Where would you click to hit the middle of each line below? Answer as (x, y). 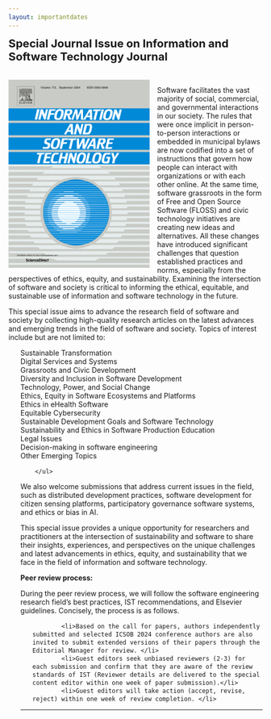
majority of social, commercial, (208, 98)
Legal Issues (41, 438)
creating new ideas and (196, 227)
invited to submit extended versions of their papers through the (146, 642)
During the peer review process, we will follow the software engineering (140, 593)
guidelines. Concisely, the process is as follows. (100, 610)
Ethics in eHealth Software (64, 404)
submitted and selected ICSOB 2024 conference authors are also (142, 634)
